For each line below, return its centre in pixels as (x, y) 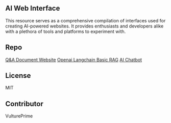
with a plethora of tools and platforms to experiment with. (66, 31)
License (18, 76)
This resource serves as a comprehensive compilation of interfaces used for (86, 20)
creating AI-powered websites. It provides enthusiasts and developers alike (84, 26)
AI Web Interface (33, 8)
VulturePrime (19, 116)
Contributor (24, 104)
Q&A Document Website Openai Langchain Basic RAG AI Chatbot (74, 59)
